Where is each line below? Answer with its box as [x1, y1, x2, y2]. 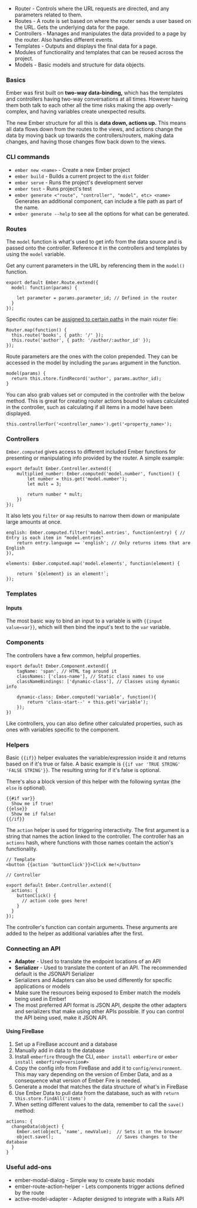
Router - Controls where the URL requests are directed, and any [14, 5, 169, 12]
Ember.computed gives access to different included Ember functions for [6, 448, 176, 455]
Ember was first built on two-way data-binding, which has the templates [6, 89, 183, 96]
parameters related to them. [14, 11, 82, 18]
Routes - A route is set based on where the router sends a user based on [14, 18, 191, 24]
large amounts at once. [6, 518, 62, 525]
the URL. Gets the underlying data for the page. [14, 24, 130, 31]
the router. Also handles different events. [14, 36, 113, 43]
